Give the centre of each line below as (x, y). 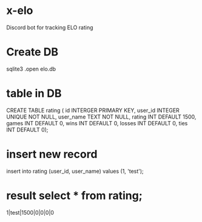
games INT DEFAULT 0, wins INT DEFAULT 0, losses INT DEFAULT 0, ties (97, 123)
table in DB (34, 93)
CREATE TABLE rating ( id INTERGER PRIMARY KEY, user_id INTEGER (93, 110)
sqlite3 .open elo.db (31, 69)
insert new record (52, 154)
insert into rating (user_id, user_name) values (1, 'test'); (75, 171)
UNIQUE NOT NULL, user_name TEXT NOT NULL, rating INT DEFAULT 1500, (101, 117)
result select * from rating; (74, 196)
